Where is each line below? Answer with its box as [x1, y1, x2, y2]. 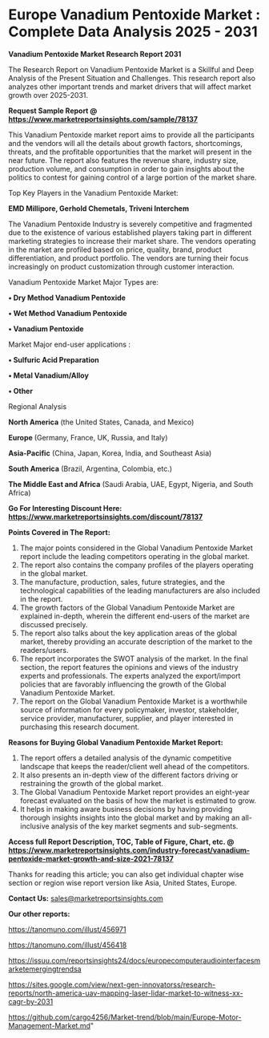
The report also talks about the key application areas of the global [19, 628, 238, 638]
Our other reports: [8, 909, 70, 918]
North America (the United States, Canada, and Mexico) [8, 417, 195, 427]
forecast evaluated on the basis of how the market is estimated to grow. [19, 796, 256, 805]
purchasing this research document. [19, 722, 140, 732]
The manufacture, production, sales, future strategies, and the [19, 577, 226, 586]
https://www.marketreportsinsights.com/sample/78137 [8, 114, 199, 124]
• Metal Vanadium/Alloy [8, 371, 90, 380]
